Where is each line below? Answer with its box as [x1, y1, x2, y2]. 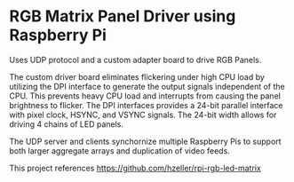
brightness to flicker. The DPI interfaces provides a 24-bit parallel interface [9, 99, 283, 110]
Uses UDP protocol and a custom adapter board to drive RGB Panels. [9, 54, 262, 65]
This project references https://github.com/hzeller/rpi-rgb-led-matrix [9, 162, 262, 173]
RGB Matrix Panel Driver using [9, 6, 236, 27]
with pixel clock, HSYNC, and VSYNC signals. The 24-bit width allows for [9, 109, 277, 120]
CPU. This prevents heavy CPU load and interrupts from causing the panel [9, 91, 282, 101]
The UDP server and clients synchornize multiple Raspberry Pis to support [9, 136, 282, 146]
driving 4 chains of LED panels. [9, 118, 124, 130]
